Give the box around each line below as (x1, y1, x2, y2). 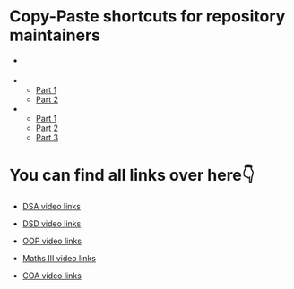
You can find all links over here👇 (9, 165, 255, 185)
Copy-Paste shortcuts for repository (9, 6, 286, 27)
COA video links (22, 270, 82, 281)
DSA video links (22, 200, 81, 211)
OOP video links (22, 235, 82, 246)
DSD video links (22, 217, 82, 229)
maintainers (9, 25, 101, 46)
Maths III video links (22, 252, 97, 263)
